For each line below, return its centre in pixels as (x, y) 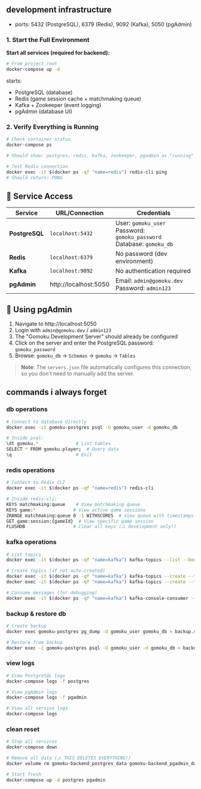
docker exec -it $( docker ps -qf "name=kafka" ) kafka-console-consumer (97, 598)
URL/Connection (80, 213)
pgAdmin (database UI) (44, 111)
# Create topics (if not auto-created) (56, 571)
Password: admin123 (144, 288)
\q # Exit (49, 455)
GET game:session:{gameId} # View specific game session (80, 521)
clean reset (23, 729)
